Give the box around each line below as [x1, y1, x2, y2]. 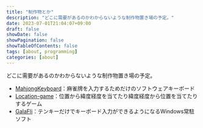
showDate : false [6, 32, 48, 38]
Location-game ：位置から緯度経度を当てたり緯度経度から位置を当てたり [15, 92, 198, 99]
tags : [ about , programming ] [6, 49, 78, 55]
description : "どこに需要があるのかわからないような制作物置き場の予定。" [6, 15, 174, 21]
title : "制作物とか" [6, 9, 54, 15]
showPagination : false [6, 37, 64, 43]
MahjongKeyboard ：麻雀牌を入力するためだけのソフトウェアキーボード [15, 85, 195, 92]
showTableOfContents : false [6, 43, 78, 49]
